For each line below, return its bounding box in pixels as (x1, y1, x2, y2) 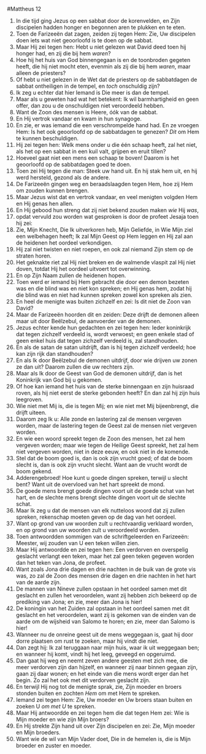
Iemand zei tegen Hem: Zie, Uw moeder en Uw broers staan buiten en (15, 696, 193, 703)
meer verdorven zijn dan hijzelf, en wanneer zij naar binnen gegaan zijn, (15, 664, 198, 670)
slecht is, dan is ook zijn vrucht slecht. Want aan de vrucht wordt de (15, 461, 188, 468)
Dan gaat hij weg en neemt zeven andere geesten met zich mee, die (15, 657, 188, 664)
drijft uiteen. (15, 409, 47, 416)
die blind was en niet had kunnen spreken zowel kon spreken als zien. (15, 291, 193, 299)
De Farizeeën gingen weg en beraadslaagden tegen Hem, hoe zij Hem (15, 181, 194, 187)
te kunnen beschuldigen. (15, 135, 79, 142)
